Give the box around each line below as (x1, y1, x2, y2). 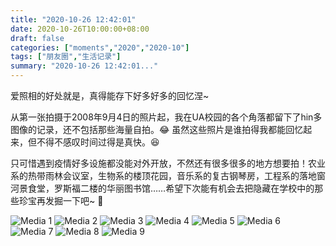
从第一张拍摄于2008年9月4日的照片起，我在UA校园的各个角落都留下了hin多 (10, 111, 323, 123)
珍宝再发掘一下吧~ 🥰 (18, 195, 104, 206)
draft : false (10, 33, 65, 43)
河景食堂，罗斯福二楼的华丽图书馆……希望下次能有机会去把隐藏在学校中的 (10, 182, 315, 194)
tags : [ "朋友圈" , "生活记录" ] (10, 52, 122, 62)
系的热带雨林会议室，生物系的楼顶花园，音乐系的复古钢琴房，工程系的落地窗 (10, 170, 326, 181)
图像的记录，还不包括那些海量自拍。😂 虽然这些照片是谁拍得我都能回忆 (10, 124, 304, 135)
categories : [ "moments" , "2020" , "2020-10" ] (10, 42, 190, 53)
